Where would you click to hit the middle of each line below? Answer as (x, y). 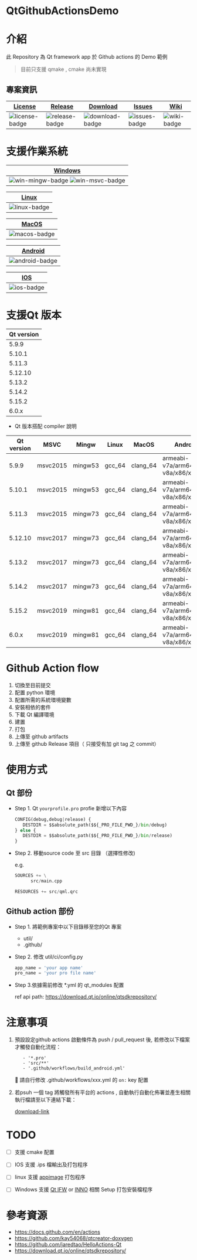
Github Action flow (53, 668)
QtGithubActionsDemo (62, 11)
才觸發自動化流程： (38, 1047)
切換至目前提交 (33, 685)
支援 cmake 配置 (34, 1152)
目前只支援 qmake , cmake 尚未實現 (63, 69)
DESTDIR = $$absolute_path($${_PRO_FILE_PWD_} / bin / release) (98, 836)
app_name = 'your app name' (49, 968)
